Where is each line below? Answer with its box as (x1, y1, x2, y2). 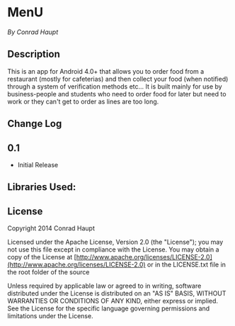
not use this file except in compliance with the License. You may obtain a (7, 245, 219, 254)
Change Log (7, 118, 62, 130)
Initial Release (17, 160, 59, 169)
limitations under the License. (7, 312, 93, 320)
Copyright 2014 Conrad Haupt (7, 224, 96, 232)
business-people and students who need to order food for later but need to (7, 89, 227, 98)
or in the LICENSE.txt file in (147, 260, 227, 269)
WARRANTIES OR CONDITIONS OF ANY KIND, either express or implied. (7, 297, 218, 305)
